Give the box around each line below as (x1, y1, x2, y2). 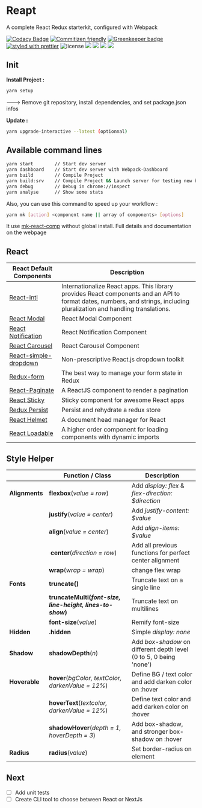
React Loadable (9, 429, 54, 437)
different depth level (131, 645, 189, 654)
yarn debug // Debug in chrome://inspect (6, 183, 130, 189)
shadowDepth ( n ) (49, 649, 98, 658)
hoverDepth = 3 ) (49, 731, 96, 740)
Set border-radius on (131, 745, 192, 753)
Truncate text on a (131, 576, 183, 584)
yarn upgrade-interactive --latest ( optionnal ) (6, 128, 128, 135)
